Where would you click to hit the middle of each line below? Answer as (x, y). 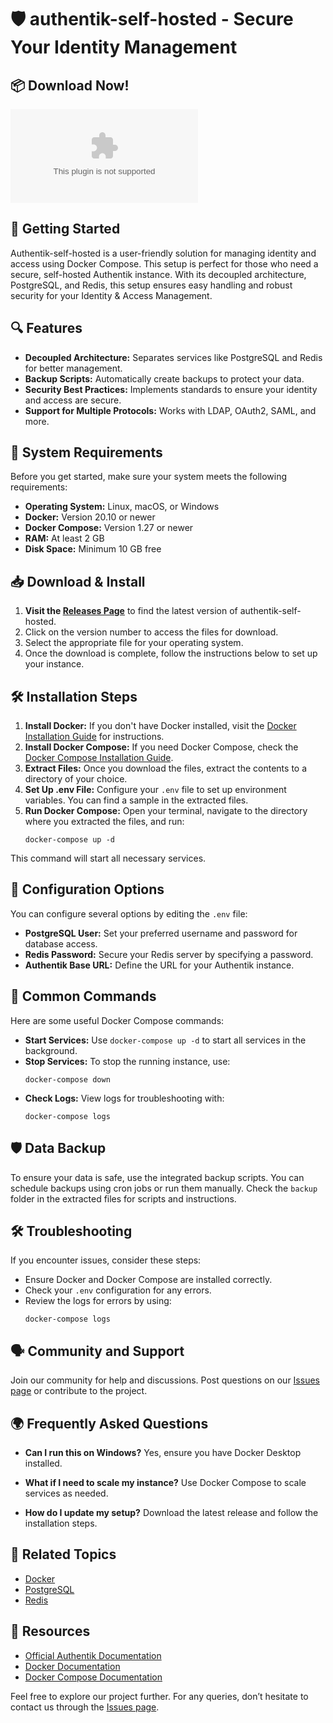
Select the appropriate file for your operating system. (134, 643)
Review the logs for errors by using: (98, 1301)
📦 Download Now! (70, 85)
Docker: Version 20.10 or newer (90, 517)
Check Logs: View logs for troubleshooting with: (124, 1098)
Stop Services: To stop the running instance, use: (127, 1061)
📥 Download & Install (78, 581)
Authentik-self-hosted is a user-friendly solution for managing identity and (163, 253)
